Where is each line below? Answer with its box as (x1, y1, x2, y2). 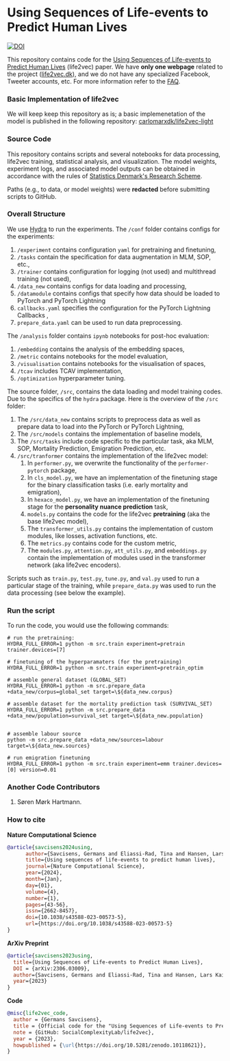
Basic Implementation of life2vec (7, 94, 119, 103)
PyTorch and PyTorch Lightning (16, 296, 106, 304)
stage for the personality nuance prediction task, (27, 502, 168, 511)
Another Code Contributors (7, 783, 101, 792)
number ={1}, (25, 894, 60, 902)
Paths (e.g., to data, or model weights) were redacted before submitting (7, 185, 210, 193)
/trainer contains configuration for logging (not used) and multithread (16, 267, 216, 276)
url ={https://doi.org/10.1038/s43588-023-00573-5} (25, 920, 173, 927)
